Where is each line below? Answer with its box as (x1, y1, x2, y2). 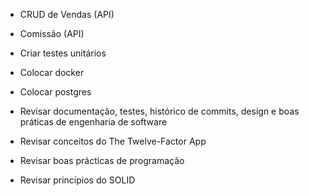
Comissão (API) (19, 28, 85, 39)
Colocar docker (19, 67, 85, 78)
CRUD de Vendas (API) (19, 9, 115, 20)
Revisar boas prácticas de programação (19, 155, 185, 166)
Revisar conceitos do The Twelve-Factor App (19, 135, 207, 147)
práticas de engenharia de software (19, 116, 168, 128)
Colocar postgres (19, 86, 92, 98)
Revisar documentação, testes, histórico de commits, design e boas (19, 105, 300, 117)
